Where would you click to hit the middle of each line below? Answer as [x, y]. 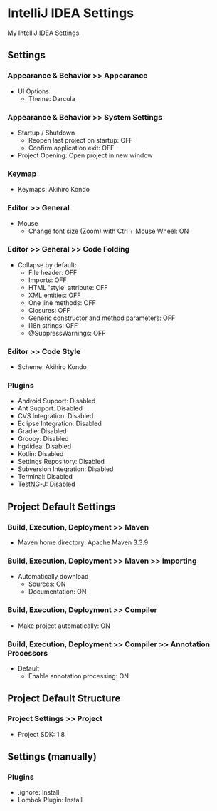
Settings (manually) [52, 757]
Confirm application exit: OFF [71, 148]
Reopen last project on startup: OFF [80, 140]
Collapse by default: [47, 264]
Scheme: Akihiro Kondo [52, 367]
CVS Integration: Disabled [55, 416]
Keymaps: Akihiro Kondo [54, 190]
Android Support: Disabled [57, 401]
